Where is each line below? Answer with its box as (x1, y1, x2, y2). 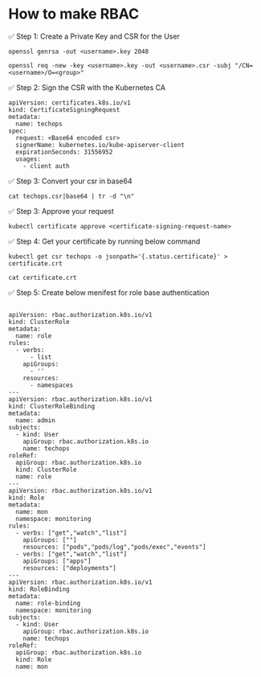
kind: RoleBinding (8, 585, 70, 593)
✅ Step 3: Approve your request (8, 206, 114, 215)
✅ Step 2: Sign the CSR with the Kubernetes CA (8, 82, 166, 92)
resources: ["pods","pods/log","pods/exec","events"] (22, 543, 206, 551)
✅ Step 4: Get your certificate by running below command (8, 236, 201, 246)
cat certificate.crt (8, 273, 78, 281)
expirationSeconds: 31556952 (15, 148, 113, 156)
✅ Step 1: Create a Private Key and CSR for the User (8, 31, 181, 41)
